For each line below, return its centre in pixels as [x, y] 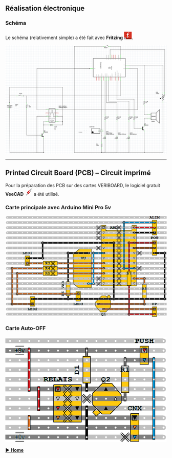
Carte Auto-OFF [26, 328]
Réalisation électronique [45, 8]
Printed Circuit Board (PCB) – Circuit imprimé [78, 173]
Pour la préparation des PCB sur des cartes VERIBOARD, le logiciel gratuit [83, 185]
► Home [15, 450]
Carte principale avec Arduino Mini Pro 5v [58, 207]
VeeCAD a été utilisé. [32, 194]
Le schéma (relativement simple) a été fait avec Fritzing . [69, 38]
